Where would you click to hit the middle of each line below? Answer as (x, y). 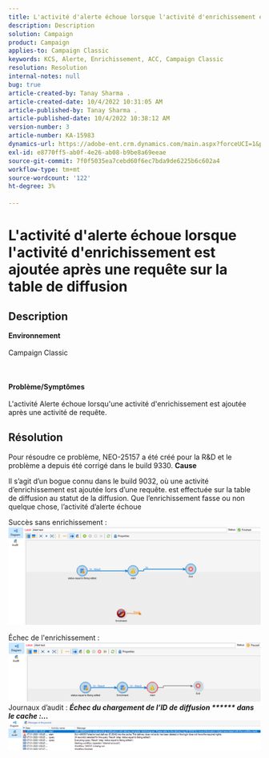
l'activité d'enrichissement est (112, 253)
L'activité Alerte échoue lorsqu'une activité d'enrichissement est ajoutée (127, 404)
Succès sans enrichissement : (58, 522)
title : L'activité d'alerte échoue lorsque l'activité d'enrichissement (132, 17)
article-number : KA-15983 (51, 136)
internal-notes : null (44, 76)
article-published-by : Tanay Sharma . (73, 110)
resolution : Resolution (48, 68)
